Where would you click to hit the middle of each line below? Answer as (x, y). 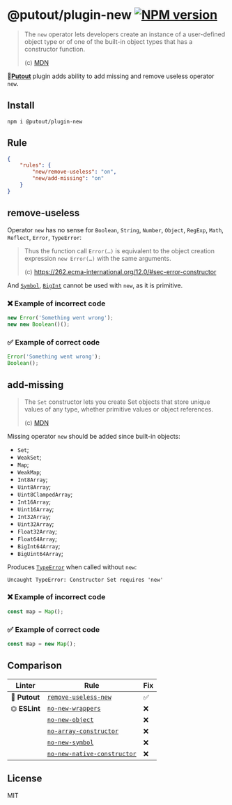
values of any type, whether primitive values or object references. (119, 409)
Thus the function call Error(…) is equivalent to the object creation (119, 250)
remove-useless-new (79, 697)
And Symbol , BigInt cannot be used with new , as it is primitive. (95, 285)
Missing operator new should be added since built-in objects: (94, 436)
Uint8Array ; (34, 487)
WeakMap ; (29, 472)
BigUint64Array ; (40, 553)
